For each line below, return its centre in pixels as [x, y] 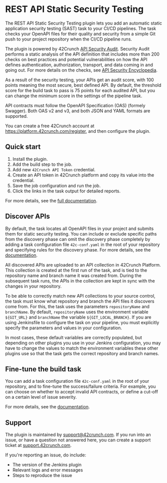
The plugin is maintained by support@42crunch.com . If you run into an [78, 435]
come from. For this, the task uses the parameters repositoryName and [77, 306]
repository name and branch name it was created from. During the [73, 275]
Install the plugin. [30, 159]
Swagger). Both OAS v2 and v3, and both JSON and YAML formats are [78, 111]
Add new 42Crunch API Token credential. [54, 169]
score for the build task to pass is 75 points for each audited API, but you [80, 90]
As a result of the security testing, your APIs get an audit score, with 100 [79, 80]
